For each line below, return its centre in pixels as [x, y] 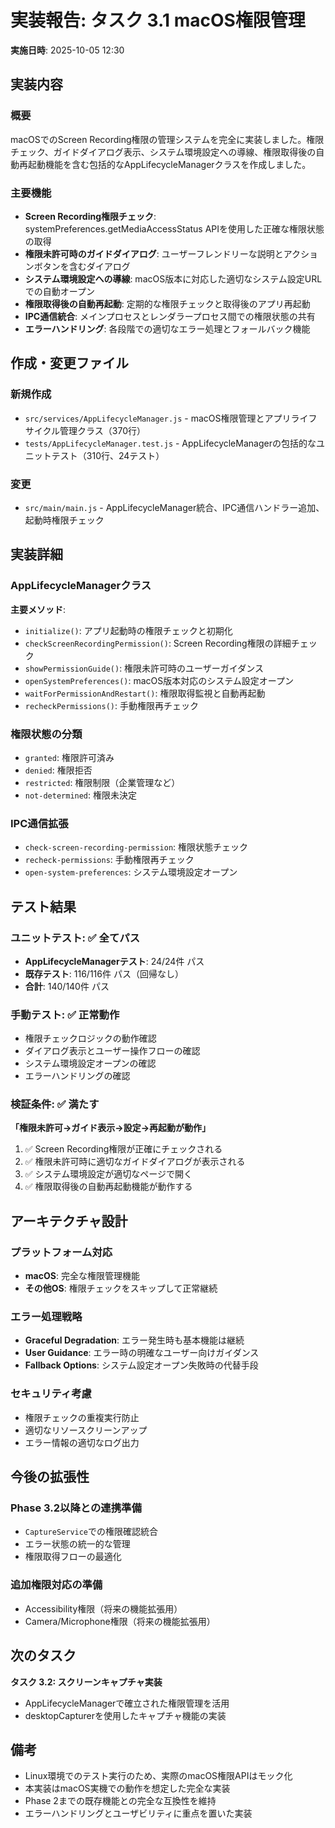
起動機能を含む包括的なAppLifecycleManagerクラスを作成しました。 [169, 164]
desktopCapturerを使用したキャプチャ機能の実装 [125, 1715]
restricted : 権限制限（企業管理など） [102, 782]
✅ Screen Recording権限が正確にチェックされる [123, 1149]
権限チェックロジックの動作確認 [90, 1038]
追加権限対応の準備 [56, 1585]
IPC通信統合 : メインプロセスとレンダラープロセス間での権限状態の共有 [170, 316]
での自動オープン [59, 291]
